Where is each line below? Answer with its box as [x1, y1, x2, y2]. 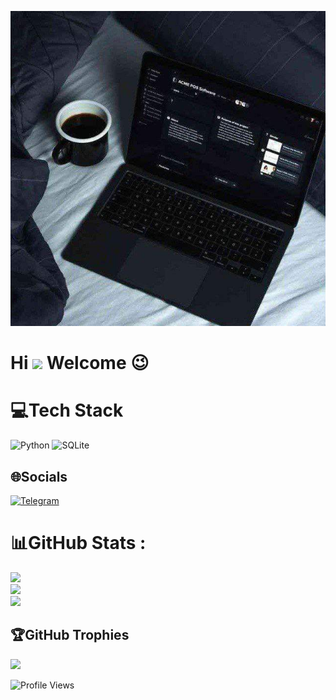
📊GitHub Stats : [10, 532, 147, 555]
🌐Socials [10, 468, 68, 485]
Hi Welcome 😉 [10, 352, 150, 375]
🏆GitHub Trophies [10, 627, 130, 644]
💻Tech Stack [10, 399, 124, 422]
